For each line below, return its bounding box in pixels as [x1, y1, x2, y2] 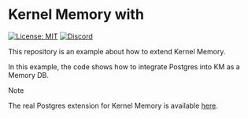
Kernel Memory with [8, 6, 144, 24]
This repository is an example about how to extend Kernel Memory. [8, 46, 226, 56]
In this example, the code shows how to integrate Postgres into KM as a [8, 61, 240, 72]
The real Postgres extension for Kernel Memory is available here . [8, 101, 219, 110]
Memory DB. [8, 70, 50, 79]
